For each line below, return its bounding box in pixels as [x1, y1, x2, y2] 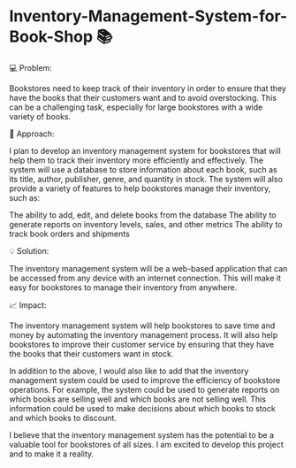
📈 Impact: [9, 299, 47, 311]
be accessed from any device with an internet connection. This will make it [9, 272, 281, 283]
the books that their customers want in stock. [9, 348, 174, 359]
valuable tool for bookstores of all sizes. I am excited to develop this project [9, 439, 285, 449]
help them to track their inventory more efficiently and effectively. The [9, 155, 263, 165]
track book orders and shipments [9, 228, 130, 239]
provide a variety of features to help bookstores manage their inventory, [9, 183, 271, 194]
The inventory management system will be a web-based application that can [9, 263, 288, 273]
